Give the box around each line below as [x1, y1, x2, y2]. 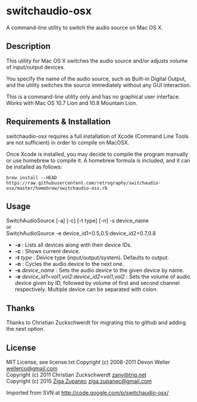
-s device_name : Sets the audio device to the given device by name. [14, 267, 185, 274]
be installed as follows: [6, 163, 62, 170]
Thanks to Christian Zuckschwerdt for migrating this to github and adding [6, 319, 186, 326]
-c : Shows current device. [14, 248, 80, 255]
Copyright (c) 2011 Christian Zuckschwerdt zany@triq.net [6, 372, 147, 378]
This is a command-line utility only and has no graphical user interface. [6, 93, 180, 100]
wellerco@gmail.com [6, 365, 58, 372]
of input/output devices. [6, 63, 65, 70]
